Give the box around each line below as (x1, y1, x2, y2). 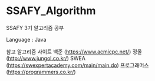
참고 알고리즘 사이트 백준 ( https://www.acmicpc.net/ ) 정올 (6, 48, 143, 55)
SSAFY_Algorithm (6, 4, 96, 18)
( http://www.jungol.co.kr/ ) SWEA (6, 55, 85, 62)
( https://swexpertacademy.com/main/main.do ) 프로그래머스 (6, 62, 149, 69)
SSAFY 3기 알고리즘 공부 (6, 24, 64, 31)
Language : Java (6, 36, 47, 43)
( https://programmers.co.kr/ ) (6, 68, 76, 75)
